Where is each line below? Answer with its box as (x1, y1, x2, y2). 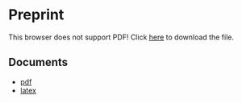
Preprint (8, 6, 65, 24)
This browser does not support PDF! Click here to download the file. (8, 32, 234, 42)
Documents (8, 56, 69, 69)
